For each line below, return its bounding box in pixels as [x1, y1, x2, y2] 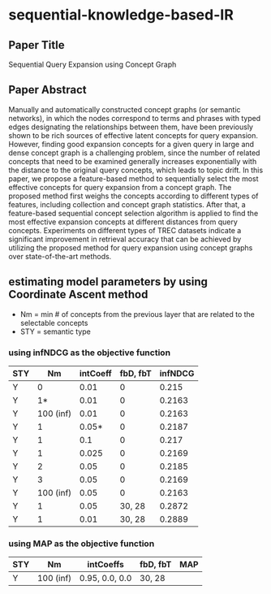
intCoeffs [87, 559, 124, 570]
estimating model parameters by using [8, 275, 209, 289]
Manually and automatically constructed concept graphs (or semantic [8, 104, 241, 115]
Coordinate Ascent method [8, 288, 148, 301]
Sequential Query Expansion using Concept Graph [8, 59, 177, 69]
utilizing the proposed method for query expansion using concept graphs [8, 242, 253, 253]
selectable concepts [19, 318, 88, 327]
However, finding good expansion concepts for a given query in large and [8, 139, 254, 149]
